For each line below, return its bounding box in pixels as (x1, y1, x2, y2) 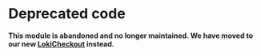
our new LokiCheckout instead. (8, 39, 114, 48)
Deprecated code (8, 5, 126, 23)
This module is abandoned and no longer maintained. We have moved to (8, 31, 254, 40)
